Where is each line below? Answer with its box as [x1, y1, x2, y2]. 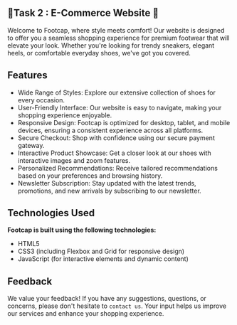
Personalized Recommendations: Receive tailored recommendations [17, 164, 218, 172]
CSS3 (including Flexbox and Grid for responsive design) [17, 247, 185, 256]
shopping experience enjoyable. [17, 111, 112, 119]
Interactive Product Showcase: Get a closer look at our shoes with [17, 149, 211, 157]
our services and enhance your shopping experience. [7, 309, 164, 318]
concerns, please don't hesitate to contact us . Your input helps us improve [7, 302, 226, 310]
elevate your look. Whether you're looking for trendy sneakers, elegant [7, 41, 215, 50]
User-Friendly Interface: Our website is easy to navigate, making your [17, 103, 222, 112]
